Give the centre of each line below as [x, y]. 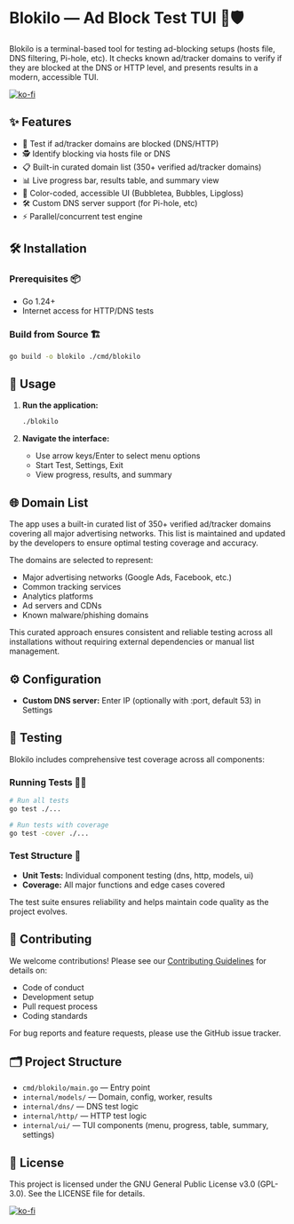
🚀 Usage [32, 384]
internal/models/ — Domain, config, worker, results [117, 1097]
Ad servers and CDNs [62, 606]
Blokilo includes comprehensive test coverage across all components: [137, 759]
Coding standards [55, 1015]
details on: [28, 970]
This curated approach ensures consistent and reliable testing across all [141, 632]
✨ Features [40, 122]
